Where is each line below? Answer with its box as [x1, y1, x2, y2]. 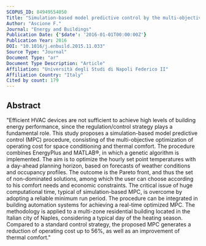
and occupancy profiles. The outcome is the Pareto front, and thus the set [6, 168, 193, 175]
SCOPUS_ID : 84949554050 [6, 9, 67, 15]
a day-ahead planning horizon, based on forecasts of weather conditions [6, 162, 191, 169]
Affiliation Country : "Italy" [6, 72, 84, 78]
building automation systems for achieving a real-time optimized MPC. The [6, 201, 195, 209]
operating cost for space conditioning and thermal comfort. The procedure [6, 142, 195, 150]
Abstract [6, 100, 41, 110]
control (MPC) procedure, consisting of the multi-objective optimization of [6, 136, 194, 143]
